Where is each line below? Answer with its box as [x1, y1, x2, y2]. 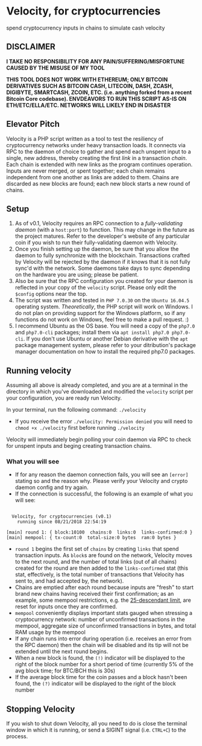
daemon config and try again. [14, 484, 89, 491]
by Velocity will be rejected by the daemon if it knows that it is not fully [14, 258, 191, 266]
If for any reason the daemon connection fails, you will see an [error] [14, 471, 189, 478]
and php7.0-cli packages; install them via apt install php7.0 [14, 329, 169, 336]
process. [6, 733, 28, 740]
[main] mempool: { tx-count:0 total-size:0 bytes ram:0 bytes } [6, 535, 177, 541]
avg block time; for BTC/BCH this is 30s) [14, 667, 116, 674]
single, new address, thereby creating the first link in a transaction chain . [6, 154, 188, 161]
